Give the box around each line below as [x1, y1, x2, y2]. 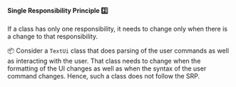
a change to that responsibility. [7, 32, 98, 41]
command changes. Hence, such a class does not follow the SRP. [7, 72, 200, 81]
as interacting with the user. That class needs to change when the [7, 57, 201, 66]
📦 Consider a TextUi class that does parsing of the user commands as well [7, 46, 230, 55]
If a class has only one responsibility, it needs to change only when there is [7, 25, 228, 34]
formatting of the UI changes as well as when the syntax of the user [7, 64, 207, 73]
